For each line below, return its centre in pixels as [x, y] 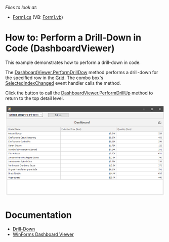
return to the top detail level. [35, 98]
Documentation [39, 215]
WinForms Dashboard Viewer [43, 234]
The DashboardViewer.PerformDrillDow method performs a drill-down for [82, 72]
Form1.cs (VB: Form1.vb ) [38, 17]
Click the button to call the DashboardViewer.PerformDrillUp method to [79, 93]
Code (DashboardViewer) [60, 48]
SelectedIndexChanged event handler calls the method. [63, 83]
